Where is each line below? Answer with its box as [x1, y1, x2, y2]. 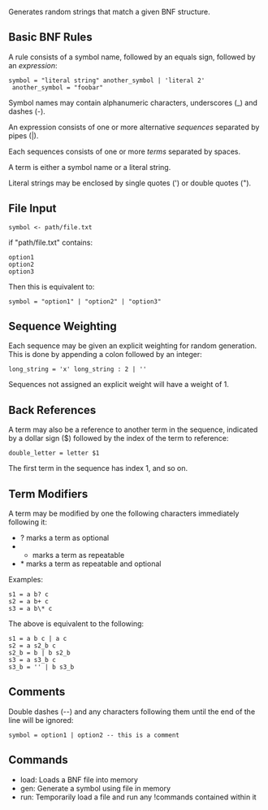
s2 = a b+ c [8, 598, 49, 606]
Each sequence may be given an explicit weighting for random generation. [8, 341, 257, 351]
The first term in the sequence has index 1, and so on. [8, 464, 188, 473]
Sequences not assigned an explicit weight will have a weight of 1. [8, 380, 229, 390]
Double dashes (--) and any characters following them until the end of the [8, 707, 256, 716]
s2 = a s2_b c [8, 642, 57, 650]
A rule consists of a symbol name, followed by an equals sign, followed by [8, 52, 256, 62]
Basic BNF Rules [8, 30, 93, 44]
